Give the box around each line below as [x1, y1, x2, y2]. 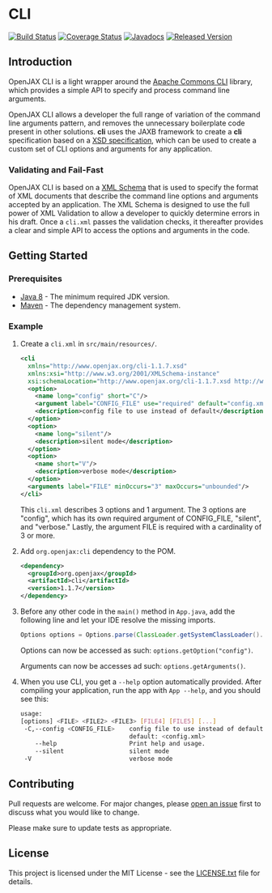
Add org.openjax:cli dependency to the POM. [19, 546, 176, 555]
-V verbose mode [23, 755, 173, 763]
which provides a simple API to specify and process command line [8, 85, 231, 95]
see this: [19, 694, 49, 704]
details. [8, 876, 33, 887]
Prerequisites [8, 273, 62, 284]
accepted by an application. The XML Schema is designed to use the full [8, 200, 250, 210]
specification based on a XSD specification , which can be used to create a [8, 135, 257, 145]
